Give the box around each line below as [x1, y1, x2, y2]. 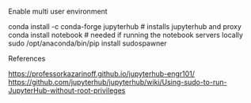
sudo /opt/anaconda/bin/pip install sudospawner [8, 39, 168, 48]
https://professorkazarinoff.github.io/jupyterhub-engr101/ [8, 69, 196, 78]
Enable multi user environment [8, 7, 108, 16]
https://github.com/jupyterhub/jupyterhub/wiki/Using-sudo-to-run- [8, 78, 227, 86]
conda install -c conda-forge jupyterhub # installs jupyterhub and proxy [8, 22, 241, 31]
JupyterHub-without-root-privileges [8, 86, 126, 95]
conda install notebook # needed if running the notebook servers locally [8, 31, 244, 39]
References [8, 54, 46, 63]
